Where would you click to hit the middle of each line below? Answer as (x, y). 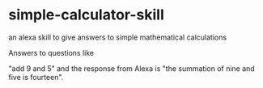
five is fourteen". (36, 77)
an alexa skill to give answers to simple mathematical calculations (118, 37)
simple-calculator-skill (86, 15)
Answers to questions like (51, 52)
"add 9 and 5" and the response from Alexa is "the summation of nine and (131, 68)
